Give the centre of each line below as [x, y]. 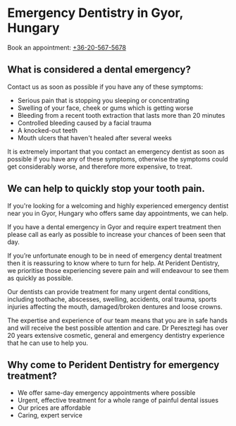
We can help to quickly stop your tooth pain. [106, 189]
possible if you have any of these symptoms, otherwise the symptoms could [118, 159]
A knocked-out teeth [48, 130]
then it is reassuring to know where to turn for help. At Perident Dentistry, [113, 263]
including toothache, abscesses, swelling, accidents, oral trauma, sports [112, 299]
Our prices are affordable [54, 408]
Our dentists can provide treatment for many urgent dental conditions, [109, 291]
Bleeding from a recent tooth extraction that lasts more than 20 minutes [121, 115]
